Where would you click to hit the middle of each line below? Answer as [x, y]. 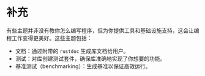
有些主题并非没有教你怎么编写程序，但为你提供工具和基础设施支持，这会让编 [103, 30]
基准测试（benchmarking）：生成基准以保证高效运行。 [83, 66]
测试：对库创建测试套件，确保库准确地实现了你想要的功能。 [90, 58]
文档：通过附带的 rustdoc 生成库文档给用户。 [72, 51]
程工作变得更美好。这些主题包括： [49, 38]
